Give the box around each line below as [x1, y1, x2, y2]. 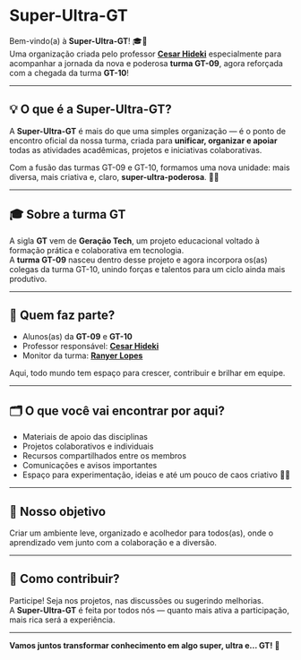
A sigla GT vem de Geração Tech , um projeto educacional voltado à [9, 235, 260, 246]
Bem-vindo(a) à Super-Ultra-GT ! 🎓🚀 [9, 35, 148, 46]
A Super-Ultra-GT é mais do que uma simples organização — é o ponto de [9, 125, 287, 136]
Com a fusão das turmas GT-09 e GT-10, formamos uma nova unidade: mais [9, 162, 290, 173]
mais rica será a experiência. [9, 614, 116, 625]
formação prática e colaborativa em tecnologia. [9, 244, 185, 255]
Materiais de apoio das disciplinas [21, 432, 148, 442]
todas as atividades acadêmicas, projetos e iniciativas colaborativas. [9, 144, 262, 155]
